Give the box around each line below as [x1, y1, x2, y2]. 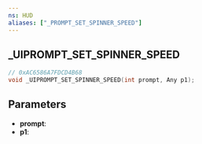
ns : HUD [8, 11, 34, 20]
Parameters [8, 98, 67, 111]
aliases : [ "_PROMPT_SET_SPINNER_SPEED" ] [8, 19, 143, 27]
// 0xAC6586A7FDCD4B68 [8, 68, 83, 77]
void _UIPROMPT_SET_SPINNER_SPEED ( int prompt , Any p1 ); [8, 76, 195, 84]
